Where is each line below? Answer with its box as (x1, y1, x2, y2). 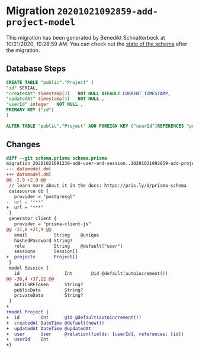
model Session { (8, 265, 49, 271)
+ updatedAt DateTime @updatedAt (6, 325, 92, 332)
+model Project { (6, 309, 49, 315)
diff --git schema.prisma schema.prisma (6, 155, 108, 161)
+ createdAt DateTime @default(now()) (6, 320, 105, 326)
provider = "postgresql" (14, 193, 76, 199)
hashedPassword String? (14, 238, 73, 244)
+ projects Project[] (6, 254, 78, 260)
